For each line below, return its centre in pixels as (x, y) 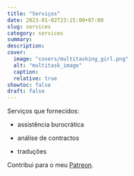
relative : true (35, 78)
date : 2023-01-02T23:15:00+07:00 (56, 20)
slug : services (29, 26)
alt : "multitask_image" (48, 65)
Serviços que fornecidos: (43, 111)
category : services (35, 33)
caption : (26, 72)
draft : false (26, 91)
